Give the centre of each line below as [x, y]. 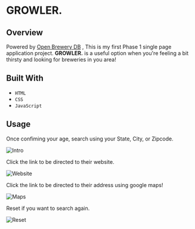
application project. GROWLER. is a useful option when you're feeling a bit [97, 53]
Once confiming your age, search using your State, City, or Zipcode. [90, 139]
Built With [25, 78]
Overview [25, 33]
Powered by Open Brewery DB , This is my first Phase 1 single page [89, 47]
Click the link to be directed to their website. [60, 161]
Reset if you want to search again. [48, 208]
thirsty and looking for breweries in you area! [61, 59]
